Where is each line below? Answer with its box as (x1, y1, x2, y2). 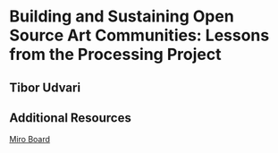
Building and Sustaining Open (9, 6, 234, 27)
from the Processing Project (9, 45, 222, 64)
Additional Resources (9, 110, 131, 125)
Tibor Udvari (9, 80, 81, 95)
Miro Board (9, 134, 51, 145)
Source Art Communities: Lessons (9, 25, 270, 46)
